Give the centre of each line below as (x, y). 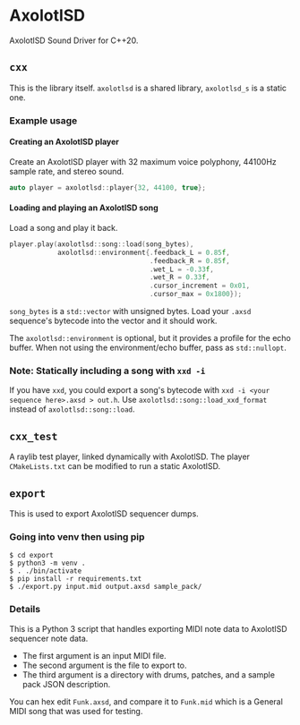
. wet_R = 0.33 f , (180, 277)
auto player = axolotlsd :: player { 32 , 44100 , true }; (107, 188)
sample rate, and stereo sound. (67, 171)
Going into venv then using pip (77, 536)
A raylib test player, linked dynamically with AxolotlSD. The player (130, 456)
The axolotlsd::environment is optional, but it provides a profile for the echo (150, 338)
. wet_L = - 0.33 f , (182, 269)
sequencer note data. (49, 638)
